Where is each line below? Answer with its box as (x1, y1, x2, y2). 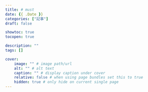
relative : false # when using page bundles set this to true (14, 75, 143, 80)
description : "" (5, 43, 39, 48)
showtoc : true (5, 30, 35, 35)
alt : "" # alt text (14, 66, 55, 71)
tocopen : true (5, 34, 35, 39)
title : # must (5, 7, 35, 12)
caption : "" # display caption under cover (14, 70, 106, 75)
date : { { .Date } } (5, 12, 43, 17)
